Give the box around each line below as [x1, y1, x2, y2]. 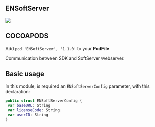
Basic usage [5, 70, 44, 78]
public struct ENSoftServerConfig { [5, 98, 82, 103]
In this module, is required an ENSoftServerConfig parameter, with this [5, 83, 150, 89]
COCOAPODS [5, 32, 49, 40]
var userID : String [7, 112, 49, 118]
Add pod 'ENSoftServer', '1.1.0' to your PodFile [5, 45, 110, 51]
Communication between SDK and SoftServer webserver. [5, 55, 125, 61]
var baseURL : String [7, 103, 51, 108]
